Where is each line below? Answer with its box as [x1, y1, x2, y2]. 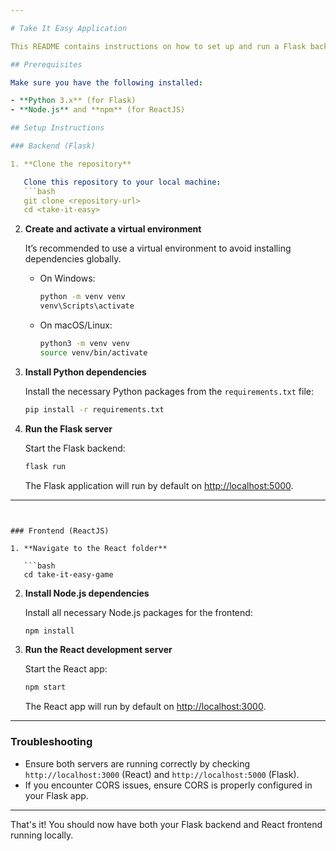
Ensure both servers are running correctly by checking [24, 757, 251, 770]
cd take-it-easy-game [23, 569, 114, 580]
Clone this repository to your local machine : [23, 177, 222, 187]
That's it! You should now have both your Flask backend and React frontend [10, 818, 323, 830]
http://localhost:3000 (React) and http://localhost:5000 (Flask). [24, 768, 300, 780]
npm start [24, 682, 67, 693]
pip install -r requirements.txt [24, 404, 165, 415]
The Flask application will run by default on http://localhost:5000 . [24, 479, 294, 491]
